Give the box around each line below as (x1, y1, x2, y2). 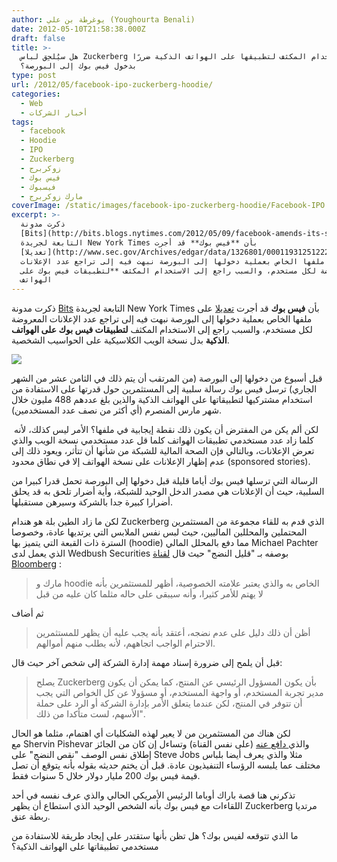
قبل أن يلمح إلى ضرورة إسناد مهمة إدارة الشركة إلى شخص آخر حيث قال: (11, 657, 283, 669)
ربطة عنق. (11, 811, 51, 823)
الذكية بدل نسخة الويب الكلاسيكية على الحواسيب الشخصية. (11, 334, 230, 346)
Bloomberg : (11, 558, 62, 570)
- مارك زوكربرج (20, 191, 84, 201)
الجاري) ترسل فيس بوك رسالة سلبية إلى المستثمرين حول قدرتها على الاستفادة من (11, 383, 318, 395)
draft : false (11, 33, 66, 43)
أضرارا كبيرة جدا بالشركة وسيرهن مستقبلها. (11, 496, 174, 508)
